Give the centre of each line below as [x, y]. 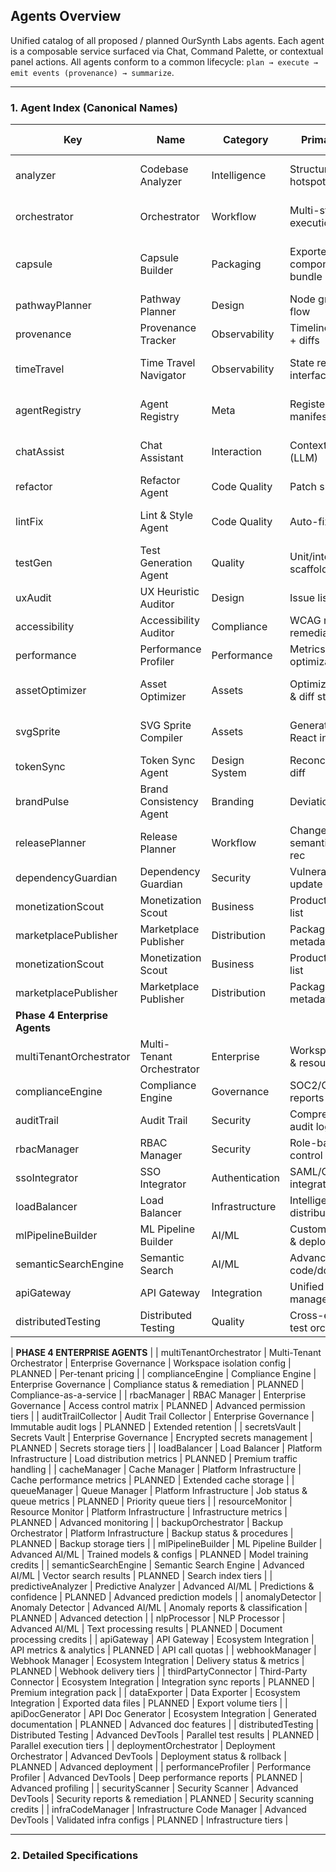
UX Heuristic [169, 592]
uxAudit [33, 598]
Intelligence [239, 176]
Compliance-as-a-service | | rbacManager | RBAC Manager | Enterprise [158, 1395]
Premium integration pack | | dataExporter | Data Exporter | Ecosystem [155, 1693]
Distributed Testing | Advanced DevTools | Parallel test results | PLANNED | [165, 1735]
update [306, 884]
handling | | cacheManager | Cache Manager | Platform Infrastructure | [156, 1470]
